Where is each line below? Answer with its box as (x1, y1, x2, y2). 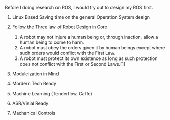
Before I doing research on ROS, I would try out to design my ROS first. (5, 5, 153, 10)
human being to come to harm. (19, 39, 84, 45)
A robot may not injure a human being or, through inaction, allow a (19, 34, 158, 40)
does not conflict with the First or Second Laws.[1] (19, 61, 126, 67)
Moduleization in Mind (12, 71, 59, 77)
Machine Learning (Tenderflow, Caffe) (12, 91, 92, 96)
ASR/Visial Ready (12, 100, 49, 106)
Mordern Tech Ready (12, 81, 57, 86)
